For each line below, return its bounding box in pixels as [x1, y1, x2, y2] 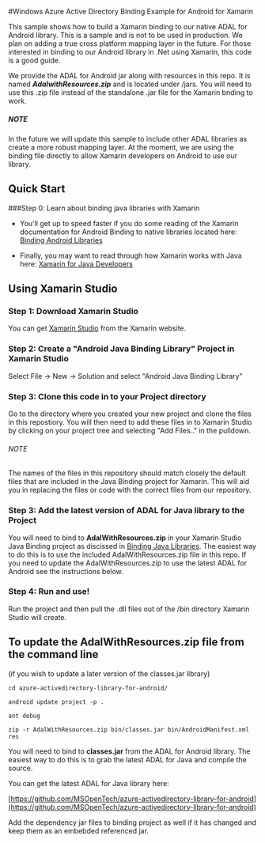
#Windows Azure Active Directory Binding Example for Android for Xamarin [8, 7, 253, 16]
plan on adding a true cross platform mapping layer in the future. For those [8, 39, 252, 48]
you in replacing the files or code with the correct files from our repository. [8, 486, 252, 495]
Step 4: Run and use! [8, 586, 90, 597]
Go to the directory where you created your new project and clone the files [8, 409, 252, 418]
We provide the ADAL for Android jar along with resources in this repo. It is [8, 71, 251, 80]
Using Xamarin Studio [8, 282, 118, 296]
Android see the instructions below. [8, 566, 124, 576]
